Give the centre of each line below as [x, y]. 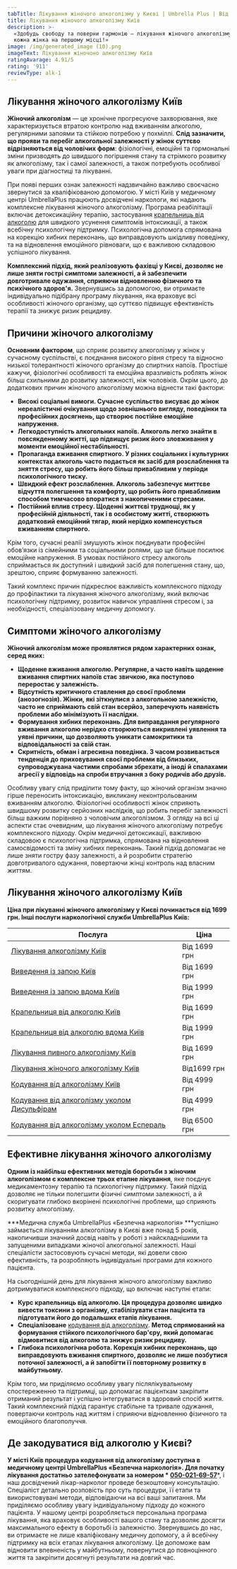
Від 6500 [198, 1120]
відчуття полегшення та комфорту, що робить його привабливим [119, 491]
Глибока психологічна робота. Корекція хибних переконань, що [117, 1347]
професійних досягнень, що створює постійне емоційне [105, 417]
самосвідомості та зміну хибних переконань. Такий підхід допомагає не [116, 847]
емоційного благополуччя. [48, 1421]
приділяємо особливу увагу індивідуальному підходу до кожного [106, 1505]
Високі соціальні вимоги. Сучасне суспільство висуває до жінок [118, 401]
